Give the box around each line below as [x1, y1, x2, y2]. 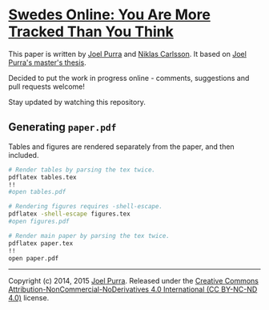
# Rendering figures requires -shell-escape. [8, 203, 163, 211]
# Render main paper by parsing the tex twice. [8, 231, 171, 240]
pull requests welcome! [8, 82, 86, 91]
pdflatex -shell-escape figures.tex [8, 210, 130, 218]
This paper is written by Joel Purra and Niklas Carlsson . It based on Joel [8, 49, 247, 58]
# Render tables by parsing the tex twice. [8, 166, 156, 174]
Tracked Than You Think [8, 22, 174, 41]
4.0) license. [8, 293, 50, 303]
